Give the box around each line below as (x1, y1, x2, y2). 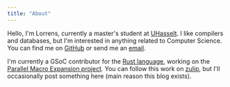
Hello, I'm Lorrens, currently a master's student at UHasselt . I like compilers (7, 29, 224, 37)
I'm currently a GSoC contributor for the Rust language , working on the (7, 57, 211, 66)
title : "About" (7, 10, 51, 17)
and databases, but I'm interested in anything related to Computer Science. (7, 36, 222, 45)
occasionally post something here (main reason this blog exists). (7, 72, 192, 80)
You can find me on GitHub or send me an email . (7, 43, 146, 52)
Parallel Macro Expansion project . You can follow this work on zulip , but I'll (7, 64, 220, 72)
